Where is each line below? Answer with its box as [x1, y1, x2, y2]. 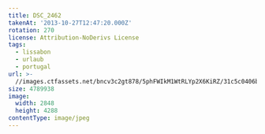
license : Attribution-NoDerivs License [8, 33, 140, 42]
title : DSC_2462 [8, 11, 62, 20]
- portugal [15, 63, 51, 71]
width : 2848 [15, 99, 55, 107]
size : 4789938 [8, 84, 55, 93]
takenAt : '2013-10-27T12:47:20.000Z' [8, 19, 132, 27]
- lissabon [15, 48, 51, 56]
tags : [8, 41, 26, 49]
